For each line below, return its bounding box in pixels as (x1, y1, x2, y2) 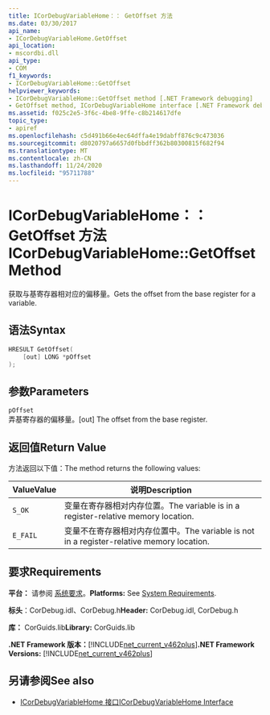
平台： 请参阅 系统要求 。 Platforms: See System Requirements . (8, 588, 217, 597)
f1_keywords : (8, 72, 52, 80)
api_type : (8, 57, 42, 65)
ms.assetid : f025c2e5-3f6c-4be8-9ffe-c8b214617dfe (8, 110, 182, 118)
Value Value (12, 484, 57, 495)
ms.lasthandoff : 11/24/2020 (8, 162, 103, 170)
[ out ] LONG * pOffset (22, 352, 92, 361)
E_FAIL (12, 531, 38, 540)
